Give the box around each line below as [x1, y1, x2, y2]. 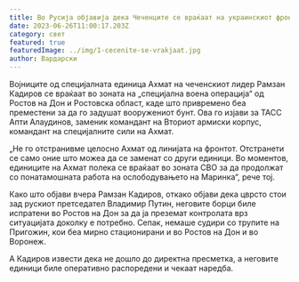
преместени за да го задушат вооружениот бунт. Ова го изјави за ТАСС [9, 108, 282, 117]
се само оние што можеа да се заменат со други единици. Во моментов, [9, 153, 289, 163]
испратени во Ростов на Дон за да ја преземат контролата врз [9, 208, 248, 218]
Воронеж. [9, 237, 46, 246]
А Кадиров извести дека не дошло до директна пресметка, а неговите [9, 254, 279, 263]
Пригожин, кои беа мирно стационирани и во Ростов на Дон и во [9, 227, 259, 237]
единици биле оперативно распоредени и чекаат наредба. [9, 263, 234, 273]
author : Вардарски [9, 54, 77, 63]
